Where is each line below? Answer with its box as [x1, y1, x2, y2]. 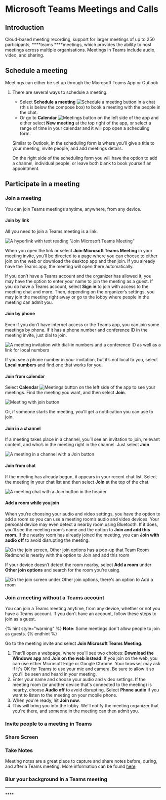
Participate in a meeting [5, 180, 80, 188]
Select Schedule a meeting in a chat [19, 99, 156, 105]
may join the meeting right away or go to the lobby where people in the [5, 294, 149, 300]
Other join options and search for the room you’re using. [5, 567, 121, 573]
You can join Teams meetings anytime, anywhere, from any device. [5, 206, 142, 212]
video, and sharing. [5, 52, 44, 58]
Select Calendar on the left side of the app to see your [5, 384, 156, 390]
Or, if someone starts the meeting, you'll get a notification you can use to [5, 409, 154, 415]
